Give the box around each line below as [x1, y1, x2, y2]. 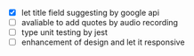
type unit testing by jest [20, 27, 109, 38]
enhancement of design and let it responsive [20, 37, 185, 47]
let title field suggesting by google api [20, 8, 160, 17]
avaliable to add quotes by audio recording [20, 17, 179, 28]
